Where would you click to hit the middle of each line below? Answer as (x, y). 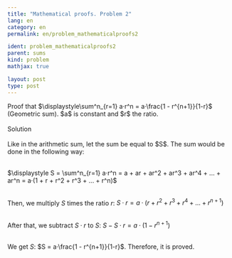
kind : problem (28, 60)
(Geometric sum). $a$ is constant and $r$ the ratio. (83, 114)
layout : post (27, 79)
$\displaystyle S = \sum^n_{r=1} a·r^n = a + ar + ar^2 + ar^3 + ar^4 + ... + (114, 173)
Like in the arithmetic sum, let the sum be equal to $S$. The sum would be (116, 144)
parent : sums (27, 53)
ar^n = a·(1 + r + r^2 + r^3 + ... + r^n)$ (62, 180)
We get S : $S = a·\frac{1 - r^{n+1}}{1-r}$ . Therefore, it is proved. (101, 247)
